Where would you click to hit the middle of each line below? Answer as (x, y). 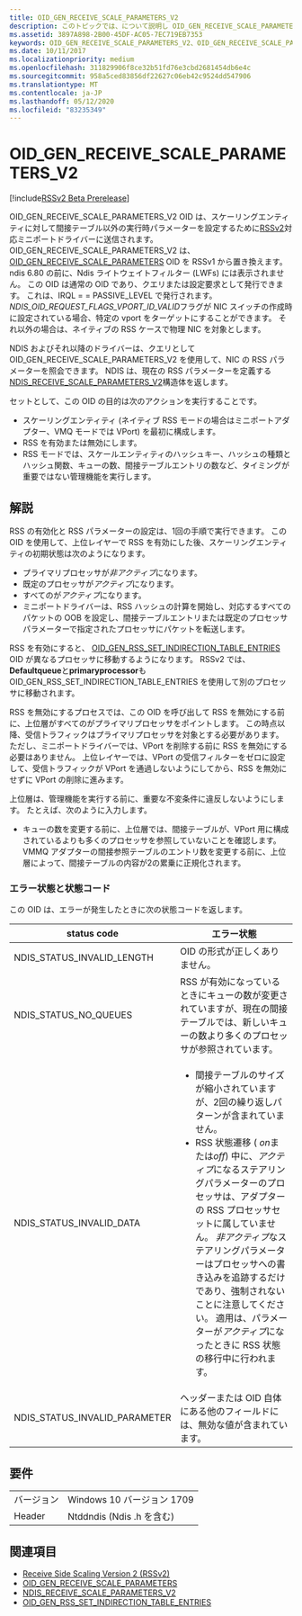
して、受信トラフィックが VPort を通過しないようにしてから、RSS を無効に (148, 768)
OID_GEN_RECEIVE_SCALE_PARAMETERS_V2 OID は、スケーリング (134, 217)
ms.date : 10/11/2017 (48, 51)
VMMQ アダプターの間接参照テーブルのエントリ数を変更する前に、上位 (154, 852)
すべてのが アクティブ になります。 (84, 595)
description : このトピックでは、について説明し (89, 26)
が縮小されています (235, 1089)
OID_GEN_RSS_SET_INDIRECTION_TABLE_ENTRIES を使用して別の (132, 682)
